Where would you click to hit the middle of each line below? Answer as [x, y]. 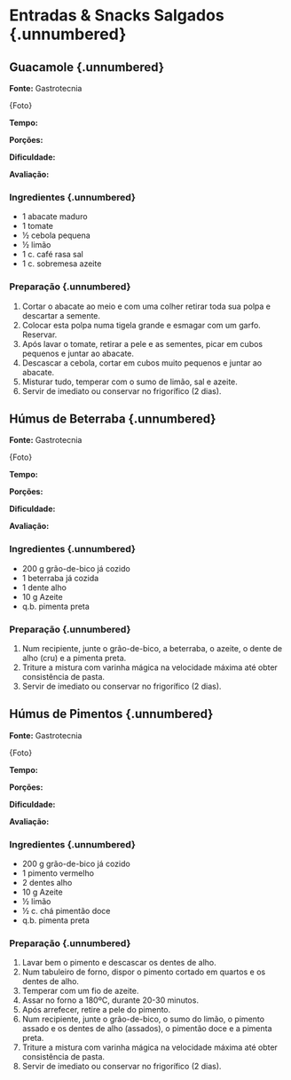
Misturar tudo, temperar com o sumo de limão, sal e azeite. [130, 382]
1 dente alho [44, 587]
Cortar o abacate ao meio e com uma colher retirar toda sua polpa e [146, 306]
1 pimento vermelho [58, 873]
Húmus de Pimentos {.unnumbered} [111, 714]
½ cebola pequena [56, 235]
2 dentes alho [47, 883]
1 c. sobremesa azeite [62, 264]
